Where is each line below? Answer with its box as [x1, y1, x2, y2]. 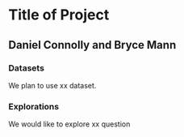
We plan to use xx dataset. [8, 80, 97, 90]
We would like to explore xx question [8, 119, 131, 129]
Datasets [8, 62, 44, 74]
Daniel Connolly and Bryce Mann [8, 38, 177, 52]
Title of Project [8, 6, 110, 24]
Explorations [8, 101, 59, 112]
